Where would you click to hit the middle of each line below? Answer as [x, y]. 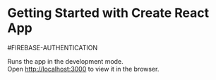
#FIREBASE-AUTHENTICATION [52, 47]
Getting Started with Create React [108, 13]
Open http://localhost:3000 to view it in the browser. [83, 69]
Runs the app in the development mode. [65, 61]
